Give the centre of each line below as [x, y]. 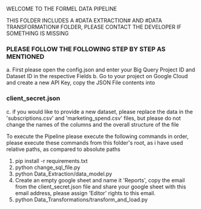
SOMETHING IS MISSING [38, 33]
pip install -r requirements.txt [51, 161]
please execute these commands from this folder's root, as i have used [95, 142]
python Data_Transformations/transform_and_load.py [81, 199]
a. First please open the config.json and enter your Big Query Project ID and [101, 70]
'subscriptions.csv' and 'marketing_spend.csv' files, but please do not [94, 118]
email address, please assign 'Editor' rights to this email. [85, 193]
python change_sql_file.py [48, 167]
